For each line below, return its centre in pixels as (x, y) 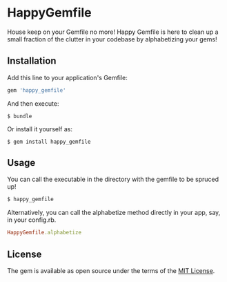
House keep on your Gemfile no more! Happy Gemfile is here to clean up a (113, 32)
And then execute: (33, 103)
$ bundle (20, 116)
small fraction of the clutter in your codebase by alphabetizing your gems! (112, 39)
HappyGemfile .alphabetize (44, 233)
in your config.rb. (32, 220)
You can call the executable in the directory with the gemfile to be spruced (113, 179)
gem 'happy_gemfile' (37, 90)
